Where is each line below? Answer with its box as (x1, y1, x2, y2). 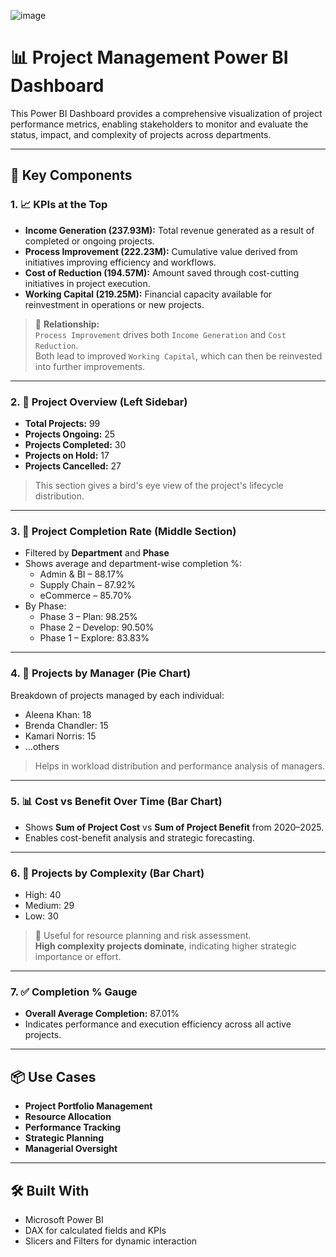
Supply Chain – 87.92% (39, 579, 136, 591)
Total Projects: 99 (24, 417, 101, 429)
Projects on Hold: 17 (24, 449, 110, 461)
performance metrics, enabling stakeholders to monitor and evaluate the (10, 118, 309, 130)
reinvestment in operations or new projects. (24, 298, 205, 310)
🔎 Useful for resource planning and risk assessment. (34, 930, 252, 942)
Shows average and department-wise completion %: (24, 558, 243, 570)
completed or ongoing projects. (24, 235, 155, 247)
